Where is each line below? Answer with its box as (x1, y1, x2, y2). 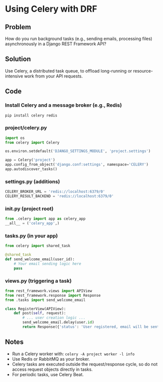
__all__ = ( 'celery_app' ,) (5, 221, 60, 226)
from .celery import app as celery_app (5, 216, 86, 221)
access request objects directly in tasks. (12, 366, 93, 372)
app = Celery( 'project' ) (5, 157, 55, 163)
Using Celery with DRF (5, 3, 98, 15)
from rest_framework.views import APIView (5, 288, 92, 293)
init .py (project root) (5, 205, 54, 212)
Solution (5, 55, 31, 63)
